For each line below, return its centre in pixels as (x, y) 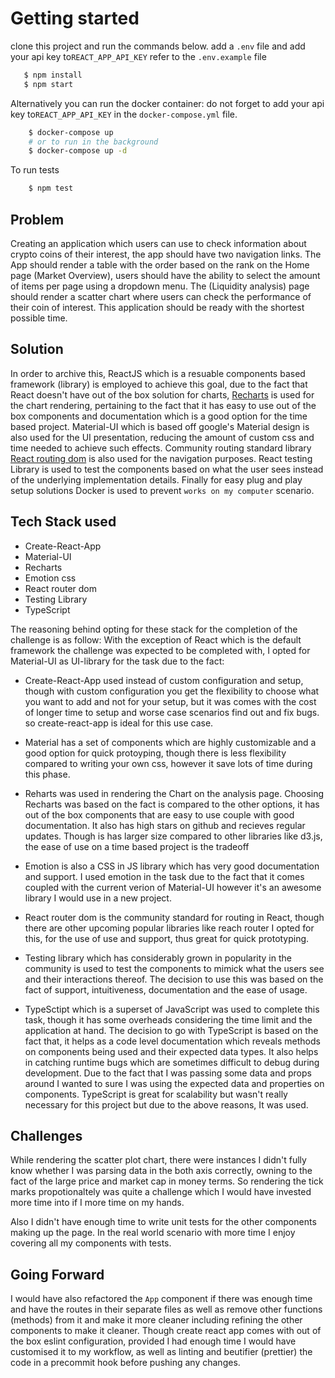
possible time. (39, 318)
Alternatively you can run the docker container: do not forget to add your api (167, 103)
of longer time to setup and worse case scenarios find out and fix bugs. (172, 712)
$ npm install (53, 75)
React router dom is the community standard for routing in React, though (174, 917)
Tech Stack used (63, 522)
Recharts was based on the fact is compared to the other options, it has (172, 804)
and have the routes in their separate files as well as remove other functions (166, 1309)
